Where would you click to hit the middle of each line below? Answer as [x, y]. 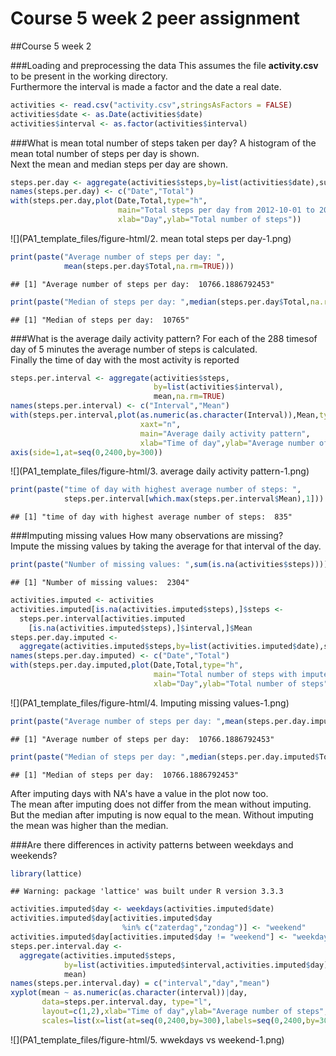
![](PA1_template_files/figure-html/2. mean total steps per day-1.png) [151, 238]
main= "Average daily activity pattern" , [225, 433]
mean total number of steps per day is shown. [105, 153]
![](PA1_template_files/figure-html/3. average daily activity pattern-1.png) [160, 471]
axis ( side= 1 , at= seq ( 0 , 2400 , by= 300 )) [86, 452]
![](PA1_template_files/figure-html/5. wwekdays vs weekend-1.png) [147, 1039]
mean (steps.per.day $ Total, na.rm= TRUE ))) [149, 266]
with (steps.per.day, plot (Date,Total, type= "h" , [109, 201]
